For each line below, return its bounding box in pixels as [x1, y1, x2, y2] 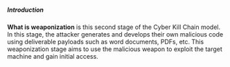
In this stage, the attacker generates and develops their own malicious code [7, 30, 224, 38]
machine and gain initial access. [7, 52, 98, 60]
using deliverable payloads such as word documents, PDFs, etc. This [7, 37, 204, 46]
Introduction [7, 6, 44, 14]
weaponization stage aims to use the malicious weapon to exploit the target [7, 45, 223, 53]
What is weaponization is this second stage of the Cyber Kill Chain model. [7, 23, 221, 31]
